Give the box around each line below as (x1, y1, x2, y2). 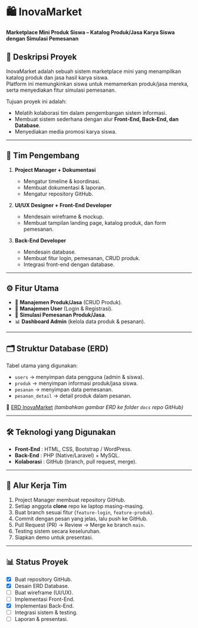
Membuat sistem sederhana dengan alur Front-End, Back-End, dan (14, 115, 179, 122)
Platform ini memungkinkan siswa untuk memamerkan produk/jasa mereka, (6, 80, 189, 87)
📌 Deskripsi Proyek (6, 52, 77, 62)
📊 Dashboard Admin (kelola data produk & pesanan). (14, 318, 146, 325)
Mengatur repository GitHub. (23, 190, 93, 197)
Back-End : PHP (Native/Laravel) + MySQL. (14, 452, 120, 458)
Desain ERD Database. (14, 582, 70, 589)
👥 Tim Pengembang (6, 151, 80, 161)
